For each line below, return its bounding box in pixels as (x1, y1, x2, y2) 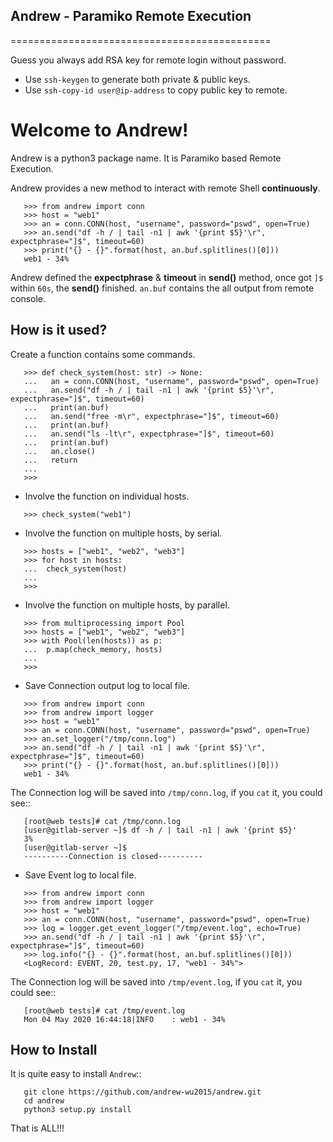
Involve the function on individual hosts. (24, 490, 190, 502)
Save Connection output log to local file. (24, 679, 191, 691)
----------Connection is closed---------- (23, 851, 203, 861)
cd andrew (23, 1096, 65, 1106)
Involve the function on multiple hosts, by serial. (24, 527, 223, 539)
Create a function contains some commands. (10, 348, 196, 360)
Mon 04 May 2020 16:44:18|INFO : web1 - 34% (23, 1014, 226, 1024)
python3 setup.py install (23, 1105, 132, 1115)
